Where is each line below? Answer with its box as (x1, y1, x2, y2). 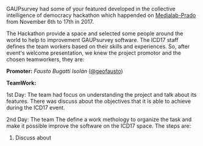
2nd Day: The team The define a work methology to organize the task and (6, 116, 192, 123)
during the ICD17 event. (6, 104, 65, 111)
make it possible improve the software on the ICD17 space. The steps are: (6, 122, 191, 130)
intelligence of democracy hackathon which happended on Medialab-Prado (6, 12, 196, 19)
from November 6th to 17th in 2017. (6, 18, 94, 25)
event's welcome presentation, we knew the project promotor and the (6, 49, 182, 57)
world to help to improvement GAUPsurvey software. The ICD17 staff (6, 36, 179, 43)
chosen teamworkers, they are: (6, 56, 85, 63)
